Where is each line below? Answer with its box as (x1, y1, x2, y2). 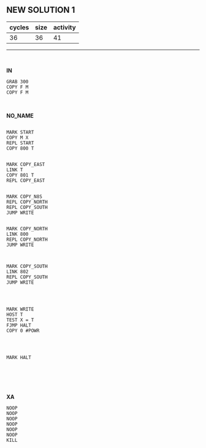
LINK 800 (6, 231, 29, 237)
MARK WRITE (6, 306, 34, 312)
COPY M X (6, 134, 29, 140)
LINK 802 (6, 268, 29, 275)
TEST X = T (6, 317, 34, 323)
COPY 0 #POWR (6, 327, 40, 333)
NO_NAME (6, 112, 34, 119)
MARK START (6, 129, 34, 135)
